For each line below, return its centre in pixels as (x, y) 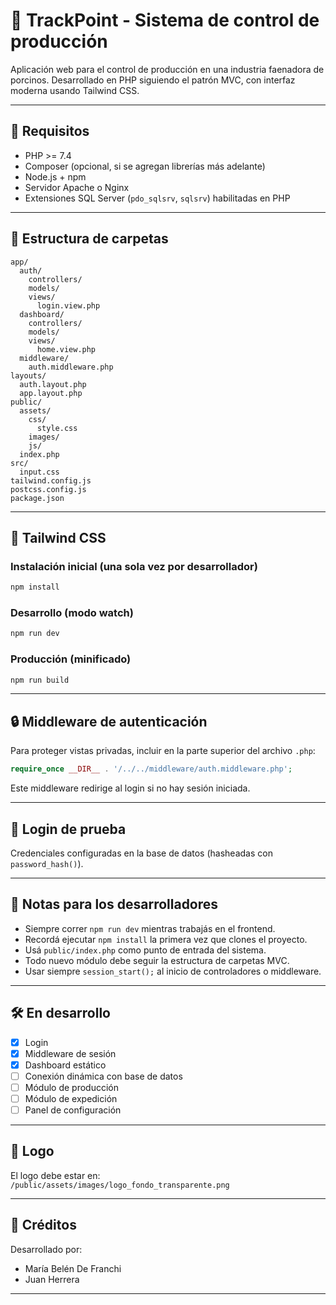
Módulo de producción (71, 1087)
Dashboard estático (65, 1065)
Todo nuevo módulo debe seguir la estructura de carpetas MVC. (157, 960)
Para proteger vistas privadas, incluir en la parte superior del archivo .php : (163, 751)
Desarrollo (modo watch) (72, 613)
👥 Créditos (43, 1225)
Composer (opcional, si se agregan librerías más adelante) (145, 166)
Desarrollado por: (46, 1249)
